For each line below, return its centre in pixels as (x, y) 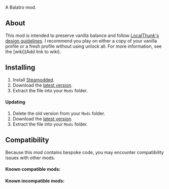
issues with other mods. (30, 158)
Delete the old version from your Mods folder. (59, 113)
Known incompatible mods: (35, 181)
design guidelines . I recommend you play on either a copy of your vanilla (81, 41)
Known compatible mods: (33, 169)
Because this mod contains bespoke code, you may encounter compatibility (84, 152)
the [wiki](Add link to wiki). (33, 51)
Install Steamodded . (33, 80)
